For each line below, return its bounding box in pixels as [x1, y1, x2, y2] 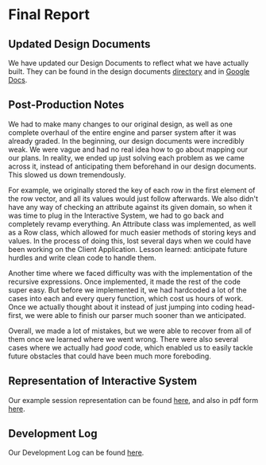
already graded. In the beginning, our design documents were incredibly [8, 136, 245, 145]
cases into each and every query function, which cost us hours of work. [8, 293, 244, 303]
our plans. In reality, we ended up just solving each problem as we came [8, 153, 245, 162]
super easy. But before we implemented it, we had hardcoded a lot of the [8, 285, 248, 295]
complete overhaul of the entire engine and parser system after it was [8, 127, 237, 137]
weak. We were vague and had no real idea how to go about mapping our [8, 145, 249, 154]
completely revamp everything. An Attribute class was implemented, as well [8, 219, 256, 228]
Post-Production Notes [8, 98, 125, 112]
